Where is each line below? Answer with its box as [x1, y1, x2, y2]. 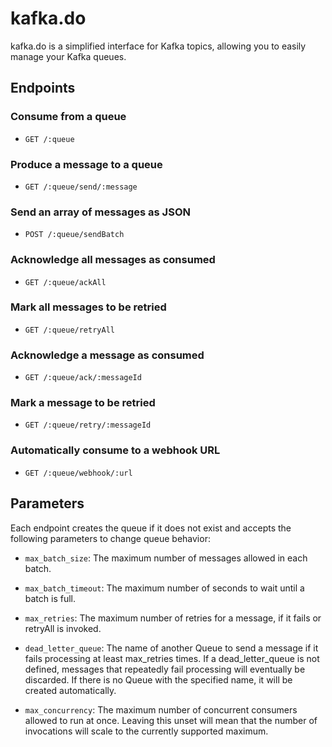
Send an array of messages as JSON [10, 205, 191, 219]
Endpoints [10, 80, 76, 97]
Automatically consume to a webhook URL [10, 443, 221, 457]
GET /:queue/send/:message [24, 182, 138, 192]
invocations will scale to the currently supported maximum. [24, 725, 269, 737]
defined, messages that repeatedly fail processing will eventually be [24, 663, 306, 675]
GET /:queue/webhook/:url [24, 468, 133, 478]
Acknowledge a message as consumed [10, 348, 205, 362]
